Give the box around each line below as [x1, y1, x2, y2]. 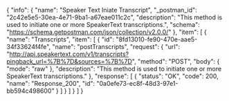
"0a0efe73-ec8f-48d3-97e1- [95, 80, 178, 87]
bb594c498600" [6, 86, 55, 95]
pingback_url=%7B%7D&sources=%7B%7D [6, 57, 133, 65]
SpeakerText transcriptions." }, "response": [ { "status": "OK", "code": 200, [6, 72, 219, 80]
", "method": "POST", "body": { [131, 57, 220, 65]
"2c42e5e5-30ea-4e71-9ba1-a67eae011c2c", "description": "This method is [6, 13, 223, 21]
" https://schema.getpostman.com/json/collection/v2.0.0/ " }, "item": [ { [6, 28, 207, 36]
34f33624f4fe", [6, 43, 51, 50]
